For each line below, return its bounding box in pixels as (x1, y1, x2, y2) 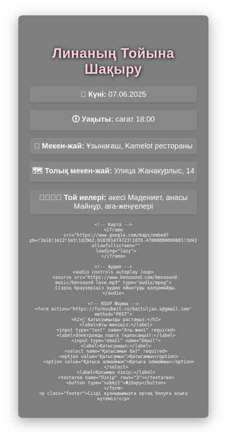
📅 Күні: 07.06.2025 (80, 90, 147, 99)
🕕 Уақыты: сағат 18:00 (72, 115, 155, 124)
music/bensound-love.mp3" (55, 280, 120, 286)
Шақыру (84, 61, 142, 77)
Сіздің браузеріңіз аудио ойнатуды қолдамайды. (55, 285, 177, 291)
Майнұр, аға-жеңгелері (74, 201, 153, 211)
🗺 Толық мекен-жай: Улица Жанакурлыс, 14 (32, 166, 195, 175)
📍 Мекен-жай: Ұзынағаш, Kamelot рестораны (34, 141, 193, 151)
